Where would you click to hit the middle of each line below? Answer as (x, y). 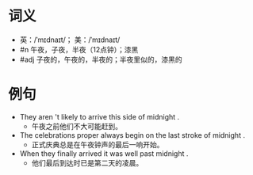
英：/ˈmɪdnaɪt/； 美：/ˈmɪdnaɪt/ (70, 40)
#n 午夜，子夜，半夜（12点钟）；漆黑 (79, 49)
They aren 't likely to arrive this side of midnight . (100, 116)
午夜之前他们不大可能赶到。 (77, 126)
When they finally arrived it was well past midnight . (104, 153)
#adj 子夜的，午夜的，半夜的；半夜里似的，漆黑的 (101, 59)
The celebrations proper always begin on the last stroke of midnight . (132, 135)
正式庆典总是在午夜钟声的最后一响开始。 (98, 144)
